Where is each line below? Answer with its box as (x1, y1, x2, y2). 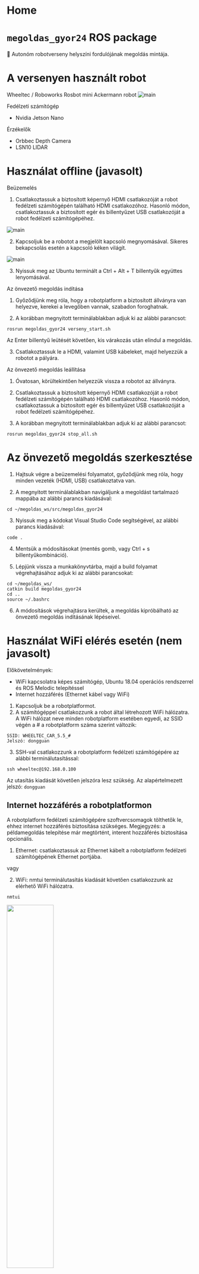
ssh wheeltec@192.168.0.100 (7, 766, 77, 772)
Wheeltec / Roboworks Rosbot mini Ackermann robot (7, 91, 137, 98)
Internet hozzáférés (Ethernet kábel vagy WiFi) (15, 691, 130, 698)
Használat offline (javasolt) (7, 164, 143, 178)
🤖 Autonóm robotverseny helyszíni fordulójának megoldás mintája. (7, 51, 169, 58)
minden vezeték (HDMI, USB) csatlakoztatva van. (15, 477, 136, 484)
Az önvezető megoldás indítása (7, 285, 84, 292)
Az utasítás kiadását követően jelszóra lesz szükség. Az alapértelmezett (7, 776, 183, 784)
